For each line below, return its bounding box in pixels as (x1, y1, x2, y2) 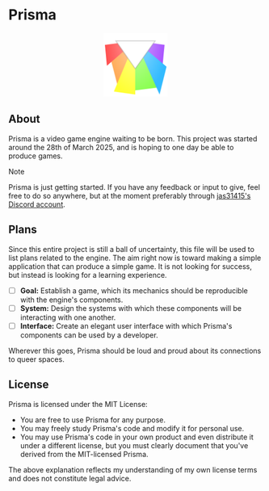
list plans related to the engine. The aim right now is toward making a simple (8, 253, 262, 262)
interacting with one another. (19, 313, 116, 322)
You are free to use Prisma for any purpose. (19, 414, 166, 425)
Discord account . (8, 199, 66, 209)
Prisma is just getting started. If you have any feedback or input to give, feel (8, 182, 261, 191)
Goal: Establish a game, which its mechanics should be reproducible (19, 285, 248, 296)
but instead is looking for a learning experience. (8, 270, 167, 279)
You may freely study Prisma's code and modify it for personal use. (19, 423, 245, 433)
